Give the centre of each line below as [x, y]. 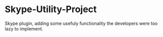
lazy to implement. [24, 28]
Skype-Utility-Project [51, 9]
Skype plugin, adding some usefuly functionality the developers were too [81, 23]
